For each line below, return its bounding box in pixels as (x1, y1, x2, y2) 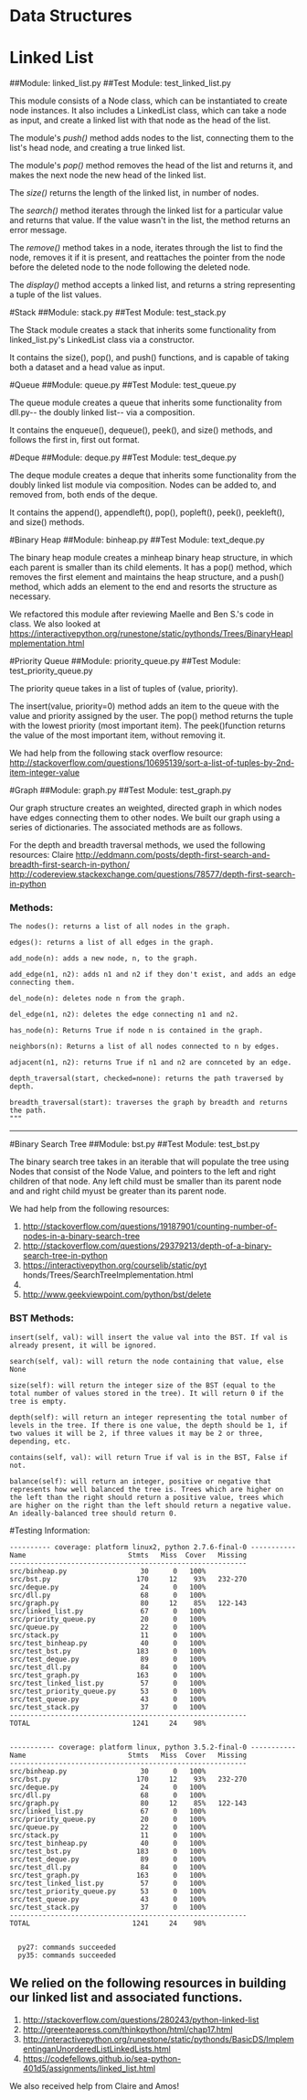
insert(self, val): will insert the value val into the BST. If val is (9, 1333, 288, 1342)
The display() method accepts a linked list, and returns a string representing (9, 280, 296, 291)
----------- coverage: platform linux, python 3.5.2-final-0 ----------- (9, 1742, 297, 1752)
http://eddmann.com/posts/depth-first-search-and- (75, 850, 270, 861)
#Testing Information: (9, 1525, 90, 1536)
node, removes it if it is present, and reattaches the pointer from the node (9, 252, 286, 263)
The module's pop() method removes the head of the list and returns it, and (9, 160, 293, 171)
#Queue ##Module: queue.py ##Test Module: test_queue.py (9, 380, 237, 391)
